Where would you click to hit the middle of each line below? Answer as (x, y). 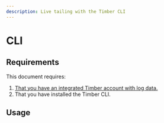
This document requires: (36, 77)
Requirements (33, 62)
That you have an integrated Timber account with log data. (86, 88)
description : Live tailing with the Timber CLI (66, 11)
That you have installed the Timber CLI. (62, 94)
